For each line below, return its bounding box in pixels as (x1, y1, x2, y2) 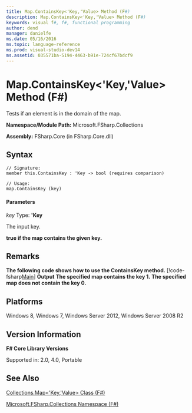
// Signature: (6, 166, 41, 171)
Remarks (6, 251, 40, 261)
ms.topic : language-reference (6, 42, 81, 48)
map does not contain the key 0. (6, 279, 87, 286)
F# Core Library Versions (6, 345, 69, 352)
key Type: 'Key (6, 212, 43, 219)
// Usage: (6, 181, 31, 187)
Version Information (6, 329, 81, 339)
